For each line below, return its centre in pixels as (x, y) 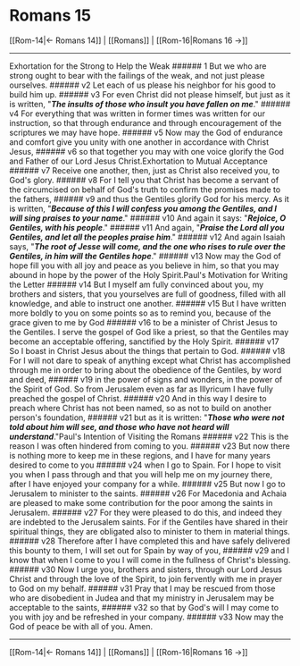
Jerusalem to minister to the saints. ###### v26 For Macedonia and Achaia (148, 493)
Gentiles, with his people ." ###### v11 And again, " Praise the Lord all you (147, 227)
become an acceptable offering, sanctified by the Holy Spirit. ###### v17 (144, 341)
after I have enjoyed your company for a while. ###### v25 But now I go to (147, 484)
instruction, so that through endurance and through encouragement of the (146, 122)
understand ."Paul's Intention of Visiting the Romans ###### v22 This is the (149, 436)
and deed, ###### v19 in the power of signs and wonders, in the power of (146, 379)
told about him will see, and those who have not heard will (119, 426)
